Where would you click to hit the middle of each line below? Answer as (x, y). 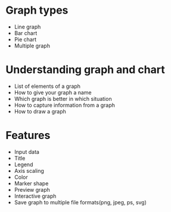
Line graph (27, 27)
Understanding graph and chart (85, 70)
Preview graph (32, 189)
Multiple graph (32, 46)
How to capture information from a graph (65, 105)
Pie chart (25, 39)
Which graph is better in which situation (63, 99)
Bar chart (26, 33)
